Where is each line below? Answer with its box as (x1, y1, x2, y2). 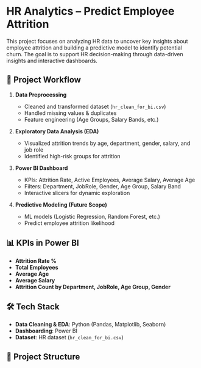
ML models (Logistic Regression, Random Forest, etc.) (24, 213, 160, 220)
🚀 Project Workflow (6, 75, 81, 85)
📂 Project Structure (6, 351, 80, 362)
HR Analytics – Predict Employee (6, 4, 175, 18)
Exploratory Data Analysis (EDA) (15, 127, 99, 135)
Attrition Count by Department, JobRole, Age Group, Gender (15, 283, 171, 290)
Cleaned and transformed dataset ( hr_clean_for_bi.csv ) (24, 103, 166, 110)
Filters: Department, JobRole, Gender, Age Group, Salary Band (24, 182, 182, 190)
